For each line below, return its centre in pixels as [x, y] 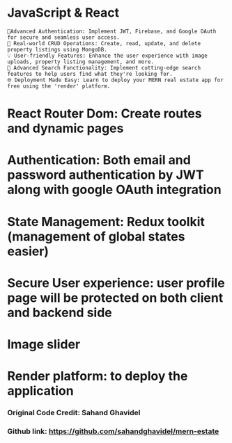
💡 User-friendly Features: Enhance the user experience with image [107, 56]
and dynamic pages [65, 128]
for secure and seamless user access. [63, 37]
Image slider [44, 344]
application [41, 391]
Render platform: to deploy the [98, 376]
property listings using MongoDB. [57, 49]
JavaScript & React [63, 13]
